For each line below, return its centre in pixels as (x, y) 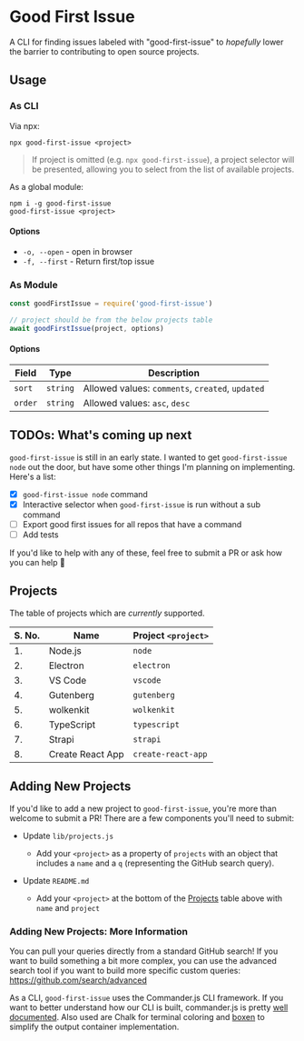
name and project (68, 907)
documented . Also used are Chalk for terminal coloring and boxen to (137, 1016)
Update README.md (56, 880)
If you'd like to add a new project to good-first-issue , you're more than (143, 808)
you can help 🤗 (37, 563)
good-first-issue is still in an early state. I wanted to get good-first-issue (148, 457)
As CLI (24, 106)
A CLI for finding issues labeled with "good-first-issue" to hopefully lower (147, 42)
